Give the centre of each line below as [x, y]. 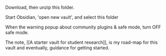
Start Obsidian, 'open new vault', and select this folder [62, 17]
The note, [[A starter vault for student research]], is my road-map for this [81, 42]
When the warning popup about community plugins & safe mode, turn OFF [83, 27]
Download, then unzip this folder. [40, 7]
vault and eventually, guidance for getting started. [57, 48]
